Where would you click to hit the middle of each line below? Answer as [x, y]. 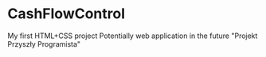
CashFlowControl [66, 14]
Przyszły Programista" [44, 44]
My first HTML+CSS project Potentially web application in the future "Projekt [133, 36]
